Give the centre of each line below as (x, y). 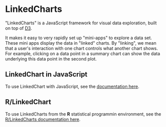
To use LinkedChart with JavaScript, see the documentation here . (72, 86)
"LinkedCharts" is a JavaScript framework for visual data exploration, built (81, 23)
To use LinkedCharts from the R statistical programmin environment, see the (83, 114)
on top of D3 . (19, 28)
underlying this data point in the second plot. (51, 59)
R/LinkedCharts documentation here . (43, 119)
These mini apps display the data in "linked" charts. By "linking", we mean (81, 43)
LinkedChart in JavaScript (46, 75)
